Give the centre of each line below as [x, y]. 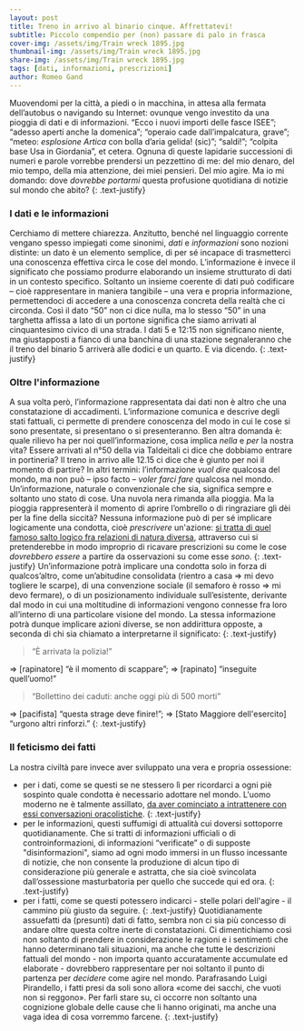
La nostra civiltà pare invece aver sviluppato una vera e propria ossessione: [151, 767]
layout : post [34, 18]
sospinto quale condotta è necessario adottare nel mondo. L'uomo [147, 794]
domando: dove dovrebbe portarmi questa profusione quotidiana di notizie [149, 180]
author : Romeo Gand [46, 77]
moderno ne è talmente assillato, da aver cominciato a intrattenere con [155, 804]
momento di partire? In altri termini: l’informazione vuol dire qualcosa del [145, 470]
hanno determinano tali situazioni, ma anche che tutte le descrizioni [149, 949]
